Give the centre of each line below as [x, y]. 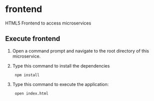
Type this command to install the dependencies [61, 65]
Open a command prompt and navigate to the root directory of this [81, 50]
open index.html [32, 93]
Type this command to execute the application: [60, 84]
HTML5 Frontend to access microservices [48, 23]
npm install [27, 75]
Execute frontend [33, 39]
